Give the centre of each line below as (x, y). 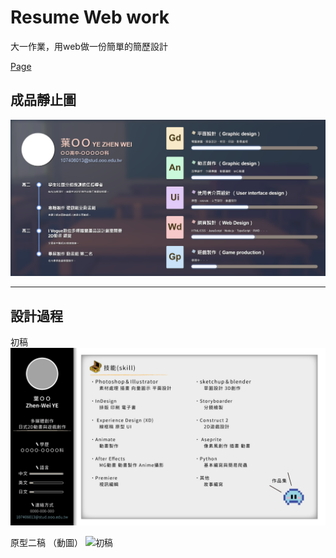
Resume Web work (90, 17)
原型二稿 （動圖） (46, 542)
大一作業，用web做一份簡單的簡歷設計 (89, 46)
